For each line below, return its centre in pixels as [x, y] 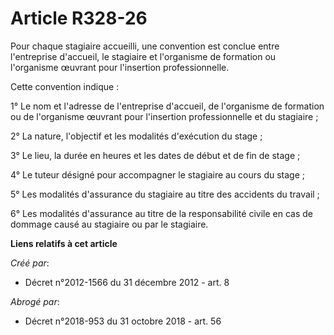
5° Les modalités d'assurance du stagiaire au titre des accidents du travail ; [165, 194]
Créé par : [30, 263]
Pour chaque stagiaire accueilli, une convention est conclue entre [145, 46]
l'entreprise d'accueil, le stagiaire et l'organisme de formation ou [143, 56]
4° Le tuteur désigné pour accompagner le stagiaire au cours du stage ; [157, 174]
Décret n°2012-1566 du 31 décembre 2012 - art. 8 [127, 282]
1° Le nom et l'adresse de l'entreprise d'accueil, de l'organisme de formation [167, 106]
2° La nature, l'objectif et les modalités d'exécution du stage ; [136, 136]
